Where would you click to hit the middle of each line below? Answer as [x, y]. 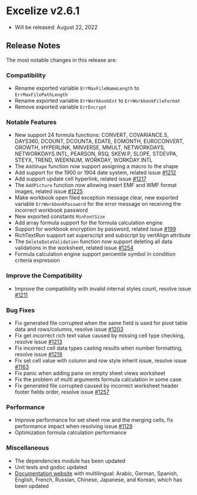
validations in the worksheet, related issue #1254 [74, 248]
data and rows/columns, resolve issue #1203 [69, 329]
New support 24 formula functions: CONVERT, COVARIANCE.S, [92, 135]
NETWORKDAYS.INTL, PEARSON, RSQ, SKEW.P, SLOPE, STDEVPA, [96, 154]
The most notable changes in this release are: [62, 60]
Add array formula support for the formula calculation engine [89, 223]
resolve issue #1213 [38, 342]
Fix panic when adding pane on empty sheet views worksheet [90, 373]
